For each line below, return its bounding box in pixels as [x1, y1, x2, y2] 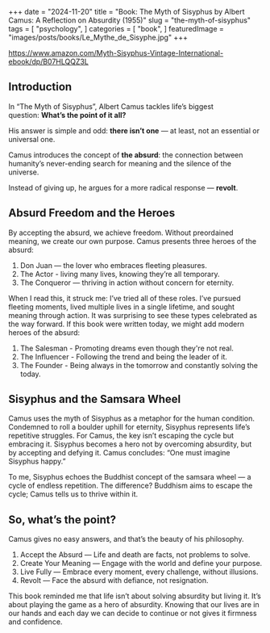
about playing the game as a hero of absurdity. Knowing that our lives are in [8, 600, 260, 610]
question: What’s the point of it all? [8, 110, 127, 119]
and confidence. [8, 617, 63, 627]
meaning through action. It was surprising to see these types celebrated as [8, 310, 258, 320]
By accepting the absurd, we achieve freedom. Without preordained [8, 228, 234, 237]
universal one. [8, 134, 56, 144]
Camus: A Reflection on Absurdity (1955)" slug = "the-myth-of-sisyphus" [8, 15, 251, 25]
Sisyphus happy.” [8, 456, 66, 467]
